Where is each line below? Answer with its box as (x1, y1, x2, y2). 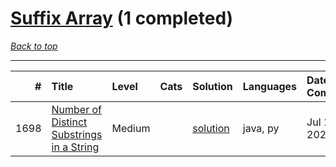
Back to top (10, 40, 58, 52)
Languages (242, 79, 298, 93)
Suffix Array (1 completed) (10, 7, 234, 30)
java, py (242, 121, 280, 135)
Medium (111, 121, 151, 135)
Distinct (51, 115, 88, 129)
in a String (51, 140, 100, 154)
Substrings (51, 127, 103, 141)
